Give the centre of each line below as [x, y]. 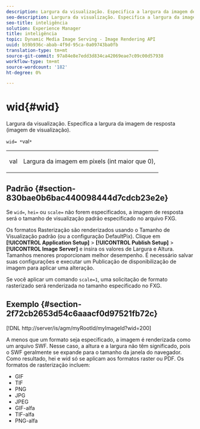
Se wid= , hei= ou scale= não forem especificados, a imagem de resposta [95, 212]
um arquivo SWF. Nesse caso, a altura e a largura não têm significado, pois [98, 346]
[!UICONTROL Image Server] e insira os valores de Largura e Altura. [90, 249]
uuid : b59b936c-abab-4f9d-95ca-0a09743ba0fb [62, 45]
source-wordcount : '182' [37, 67]
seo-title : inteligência [37, 23]
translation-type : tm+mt [37, 51]
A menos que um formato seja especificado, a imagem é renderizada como [99, 339]
